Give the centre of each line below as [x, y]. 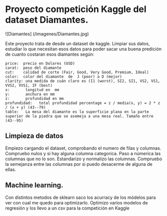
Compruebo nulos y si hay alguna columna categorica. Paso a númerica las [83, 153]
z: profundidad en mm [35, 98]
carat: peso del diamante [33, 68]
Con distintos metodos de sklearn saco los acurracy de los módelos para [81, 197]
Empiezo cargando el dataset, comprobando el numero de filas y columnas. [83, 148]
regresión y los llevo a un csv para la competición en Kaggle [67, 208]
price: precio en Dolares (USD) [40, 63]
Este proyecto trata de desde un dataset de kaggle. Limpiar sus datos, [77, 43]
